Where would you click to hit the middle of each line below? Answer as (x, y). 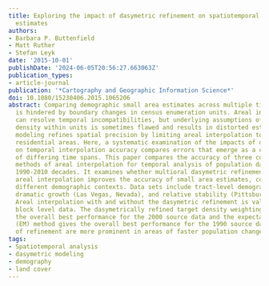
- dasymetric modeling (46, 254)
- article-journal (39, 83)
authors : (23, 30)
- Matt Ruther (32, 46)
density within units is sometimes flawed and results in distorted (132, 127)
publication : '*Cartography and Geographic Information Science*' (121, 90)
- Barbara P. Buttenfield (51, 38)
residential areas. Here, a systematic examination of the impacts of (136, 142)
